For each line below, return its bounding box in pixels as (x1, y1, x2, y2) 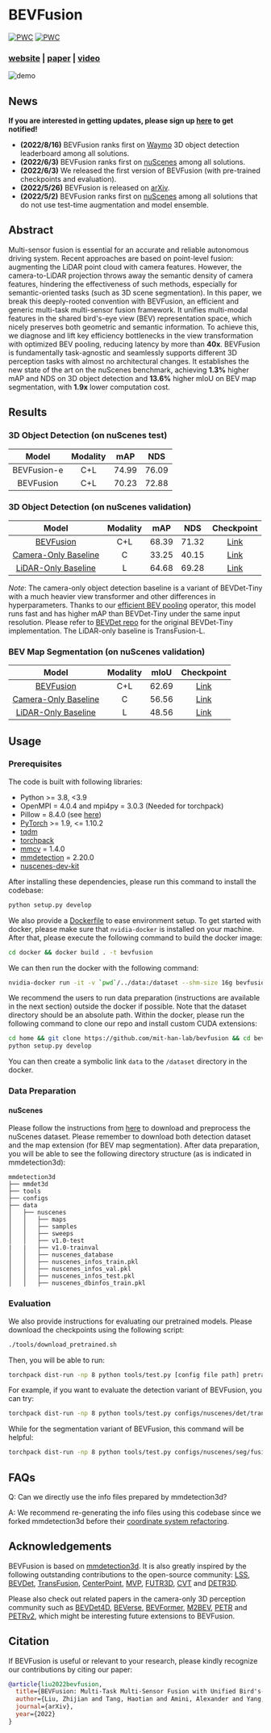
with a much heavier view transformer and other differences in (8, 591, 216, 601)
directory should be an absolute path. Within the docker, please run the (8, 1010, 244, 1020)
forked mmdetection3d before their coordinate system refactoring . (8, 1516, 230, 1525)
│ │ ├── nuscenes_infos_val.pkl (8, 1265, 131, 1274)
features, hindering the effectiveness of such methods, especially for (8, 279, 238, 288)
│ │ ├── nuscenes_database (8, 1251, 114, 1259)
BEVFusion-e (12, 464, 64, 476)
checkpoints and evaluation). (19, 174, 117, 184)
